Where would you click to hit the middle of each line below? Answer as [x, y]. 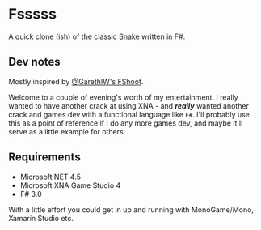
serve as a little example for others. [67, 131]
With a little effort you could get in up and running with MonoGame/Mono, [131, 209]
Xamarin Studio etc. [41, 218]
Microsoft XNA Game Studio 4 [70, 185]
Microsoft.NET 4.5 [51, 177]
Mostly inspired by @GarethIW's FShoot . [76, 81]
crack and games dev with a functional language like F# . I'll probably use [129, 114]
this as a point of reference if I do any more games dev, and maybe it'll [126, 123]
